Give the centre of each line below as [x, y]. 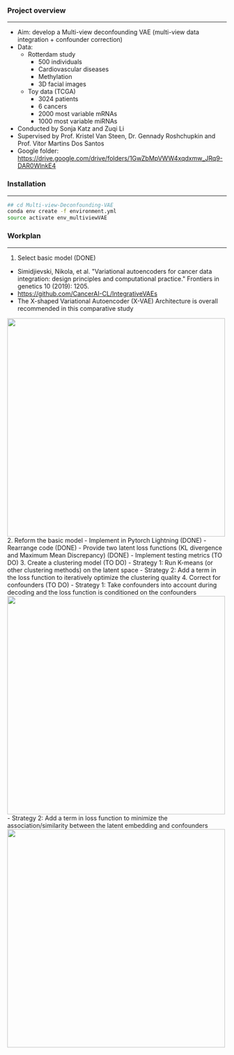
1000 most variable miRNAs [78, 122]
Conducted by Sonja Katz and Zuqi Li [71, 129]
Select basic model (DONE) [56, 258]
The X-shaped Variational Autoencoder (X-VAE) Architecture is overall [117, 301]
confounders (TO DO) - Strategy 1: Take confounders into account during [112, 585]
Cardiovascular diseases [73, 69]
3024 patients [58, 99]
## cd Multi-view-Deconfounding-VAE [60, 205]
